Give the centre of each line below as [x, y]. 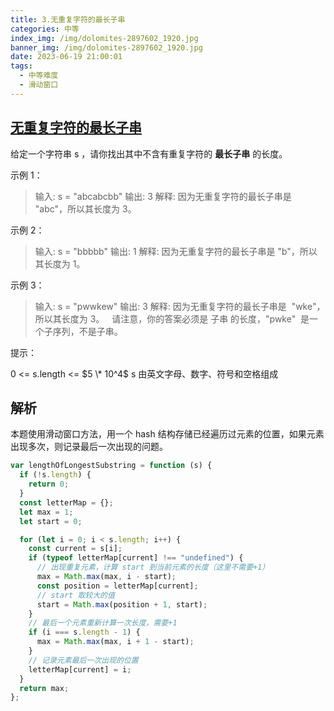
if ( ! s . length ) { [55, 475]
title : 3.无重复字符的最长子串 [68, 19]
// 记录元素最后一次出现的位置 [83, 660]
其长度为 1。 [60, 263]
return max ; [44, 688]
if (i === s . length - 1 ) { [84, 632]
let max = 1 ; [46, 512]
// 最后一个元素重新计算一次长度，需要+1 [103, 623]
